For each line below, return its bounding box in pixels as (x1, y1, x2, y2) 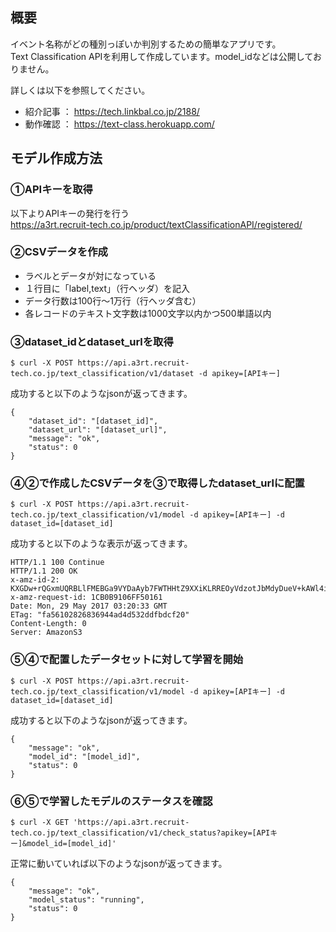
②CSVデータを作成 (10, 245, 108, 259)
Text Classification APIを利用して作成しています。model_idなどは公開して (10, 50, 313, 62)
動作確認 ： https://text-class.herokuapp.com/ (24, 118, 215, 130)
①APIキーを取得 (10, 183, 93, 197)
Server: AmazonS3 (10, 628, 83, 638)
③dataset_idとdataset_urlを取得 (10, 334, 174, 348)
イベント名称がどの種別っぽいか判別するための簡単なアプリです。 (10, 38, 282, 50)
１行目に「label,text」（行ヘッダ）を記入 (24, 282, 190, 294)
